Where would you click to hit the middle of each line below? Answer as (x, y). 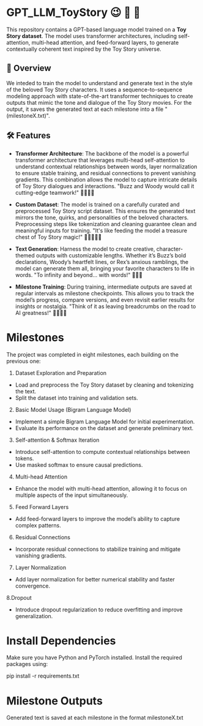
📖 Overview (29, 68)
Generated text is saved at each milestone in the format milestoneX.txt (95, 718)
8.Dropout (19, 597)
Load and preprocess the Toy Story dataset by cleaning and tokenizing (104, 385)
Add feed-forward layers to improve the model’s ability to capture (98, 519)
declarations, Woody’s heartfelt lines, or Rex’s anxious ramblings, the (102, 262)
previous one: (24, 361)
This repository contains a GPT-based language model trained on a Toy (96, 29)
